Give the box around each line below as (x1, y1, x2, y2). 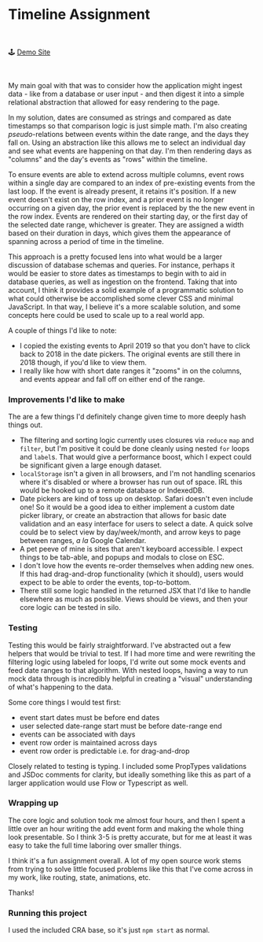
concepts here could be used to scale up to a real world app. (8, 310, 205, 320)
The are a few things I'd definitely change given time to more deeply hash (8, 412, 247, 422)
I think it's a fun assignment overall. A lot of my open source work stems (8, 855, 242, 865)
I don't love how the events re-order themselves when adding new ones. (19, 561, 254, 571)
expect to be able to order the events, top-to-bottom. (19, 578, 192, 587)
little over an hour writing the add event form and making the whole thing (8, 824, 244, 833)
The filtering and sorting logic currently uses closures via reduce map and (19, 435, 254, 445)
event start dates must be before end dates (19, 712, 160, 722)
